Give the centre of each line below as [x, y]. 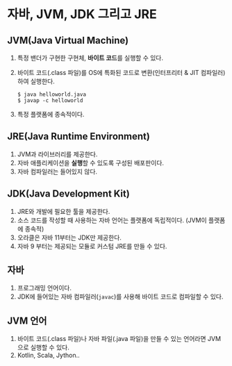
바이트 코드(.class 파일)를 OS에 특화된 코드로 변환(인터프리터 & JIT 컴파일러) [121, 73]
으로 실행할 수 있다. [43, 347]
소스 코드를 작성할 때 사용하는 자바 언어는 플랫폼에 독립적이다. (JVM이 [112, 220]
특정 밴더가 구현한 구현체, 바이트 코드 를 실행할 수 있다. [90, 58]
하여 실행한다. [36, 81]
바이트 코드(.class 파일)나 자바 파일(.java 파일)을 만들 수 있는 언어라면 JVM [119, 339]
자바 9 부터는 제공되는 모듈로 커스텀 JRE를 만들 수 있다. [92, 246]
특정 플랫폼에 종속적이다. [51, 114]
